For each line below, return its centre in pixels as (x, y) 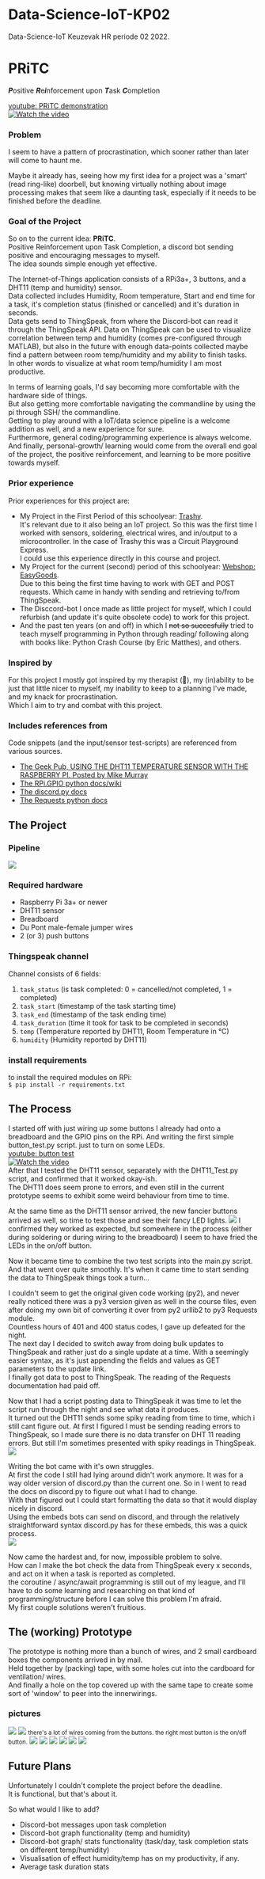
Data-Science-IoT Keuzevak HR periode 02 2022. (89, 36)
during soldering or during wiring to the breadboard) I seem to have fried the (133, 1237)
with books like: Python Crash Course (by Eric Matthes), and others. (130, 642)
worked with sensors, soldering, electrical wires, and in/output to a (128, 533)
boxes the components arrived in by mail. (76, 1660)
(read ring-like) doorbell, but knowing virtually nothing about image (117, 184)
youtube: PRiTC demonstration (58, 105)
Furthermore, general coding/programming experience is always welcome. (130, 438)
